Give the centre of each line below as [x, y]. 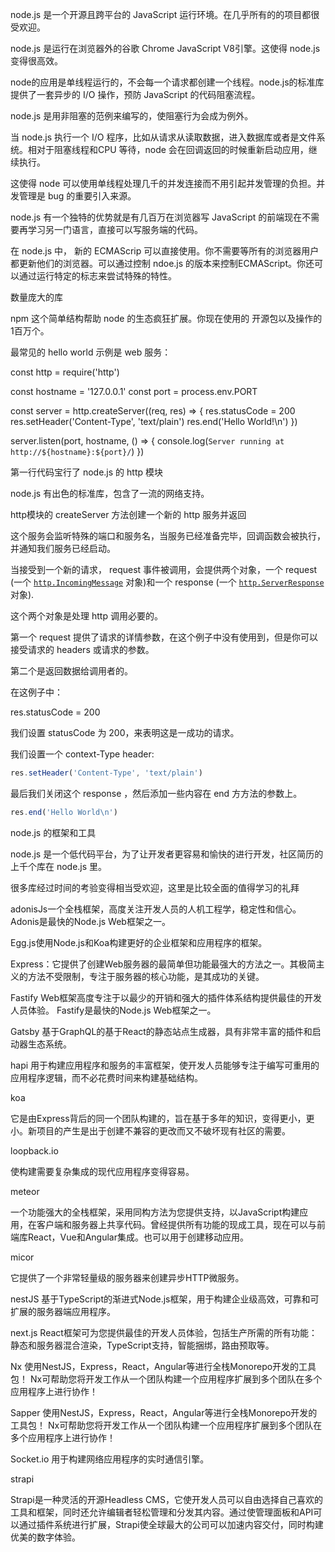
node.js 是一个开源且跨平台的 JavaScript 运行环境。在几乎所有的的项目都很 [165, 14]
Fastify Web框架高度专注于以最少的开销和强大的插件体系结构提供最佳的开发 [166, 997]
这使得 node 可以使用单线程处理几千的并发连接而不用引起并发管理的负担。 [163, 183]
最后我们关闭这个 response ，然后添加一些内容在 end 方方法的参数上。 [156, 793]
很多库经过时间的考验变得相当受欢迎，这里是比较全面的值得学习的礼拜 [155, 887]
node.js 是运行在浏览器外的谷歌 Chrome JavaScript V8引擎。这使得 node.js [165, 48]
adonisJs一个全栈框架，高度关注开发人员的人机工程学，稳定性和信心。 [156, 909]
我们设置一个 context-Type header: [82, 754]
